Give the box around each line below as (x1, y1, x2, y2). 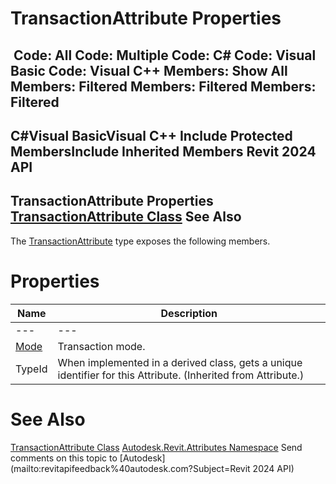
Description (160, 306, 218, 320)
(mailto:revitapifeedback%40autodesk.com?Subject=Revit (10, 462, 251, 474)
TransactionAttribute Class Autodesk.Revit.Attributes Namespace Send (10, 441, 303, 453)
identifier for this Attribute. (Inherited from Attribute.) (57, 368, 305, 382)
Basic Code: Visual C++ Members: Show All (10, 62, 288, 79)
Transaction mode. (57, 339, 146, 353)
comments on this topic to (10, 452, 118, 464)
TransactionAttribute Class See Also (10, 208, 242, 226)
